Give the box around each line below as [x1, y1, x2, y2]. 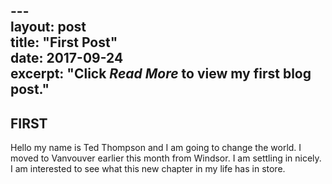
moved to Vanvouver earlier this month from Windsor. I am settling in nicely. [10, 152, 322, 164]
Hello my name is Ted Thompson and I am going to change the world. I [10, 142, 302, 154]
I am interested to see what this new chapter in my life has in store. [10, 163, 286, 175]
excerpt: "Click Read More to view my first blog [10, 65, 312, 83]
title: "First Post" [10, 34, 118, 51]
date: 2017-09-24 [10, 50, 124, 67]
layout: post [10, 19, 87, 36]
